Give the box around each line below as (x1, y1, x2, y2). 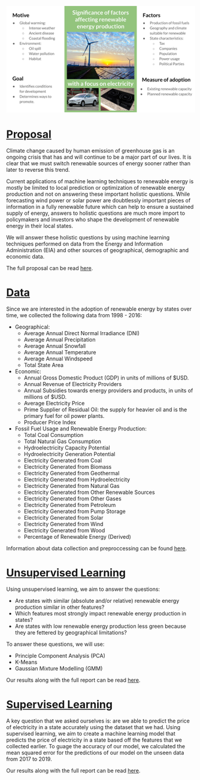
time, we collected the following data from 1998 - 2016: (6, 312, 143, 319)
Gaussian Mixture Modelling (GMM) (14, 665, 103, 672)
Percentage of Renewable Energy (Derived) (23, 533, 132, 541)
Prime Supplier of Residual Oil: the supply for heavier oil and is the (23, 406, 187, 413)
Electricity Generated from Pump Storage (23, 508, 126, 515)
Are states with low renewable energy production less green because (14, 623, 187, 630)
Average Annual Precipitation (23, 336, 96, 344)
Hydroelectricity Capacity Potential (23, 444, 110, 451)
